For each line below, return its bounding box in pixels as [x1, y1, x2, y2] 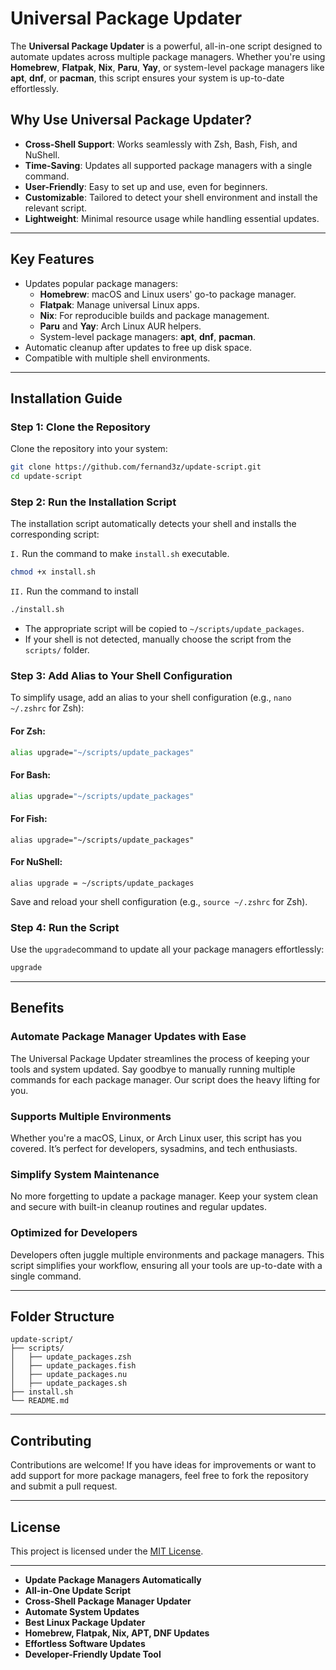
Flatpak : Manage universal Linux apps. [39, 298, 200, 311]
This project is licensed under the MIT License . [10, 1545, 204, 1557]
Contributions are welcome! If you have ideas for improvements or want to [10, 1459, 317, 1471]
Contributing [10, 1432, 92, 1449]
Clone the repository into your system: [10, 443, 168, 455]
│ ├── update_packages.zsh [10, 1352, 132, 1362]
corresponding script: [10, 528, 100, 541]
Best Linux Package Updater [24, 1617, 146, 1629]
